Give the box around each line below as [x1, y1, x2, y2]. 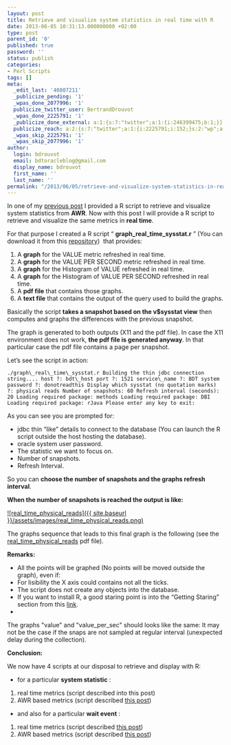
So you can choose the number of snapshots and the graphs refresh [7, 475, 206, 483]
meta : [7, 81, 23, 87]
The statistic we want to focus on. [16, 447, 113, 455]
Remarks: [7, 550, 36, 558]
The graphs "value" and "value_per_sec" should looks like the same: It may [7, 621, 220, 629]
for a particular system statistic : [16, 675, 111, 684]
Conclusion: [7, 649, 43, 658]
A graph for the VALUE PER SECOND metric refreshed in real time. [16, 258, 206, 266]
